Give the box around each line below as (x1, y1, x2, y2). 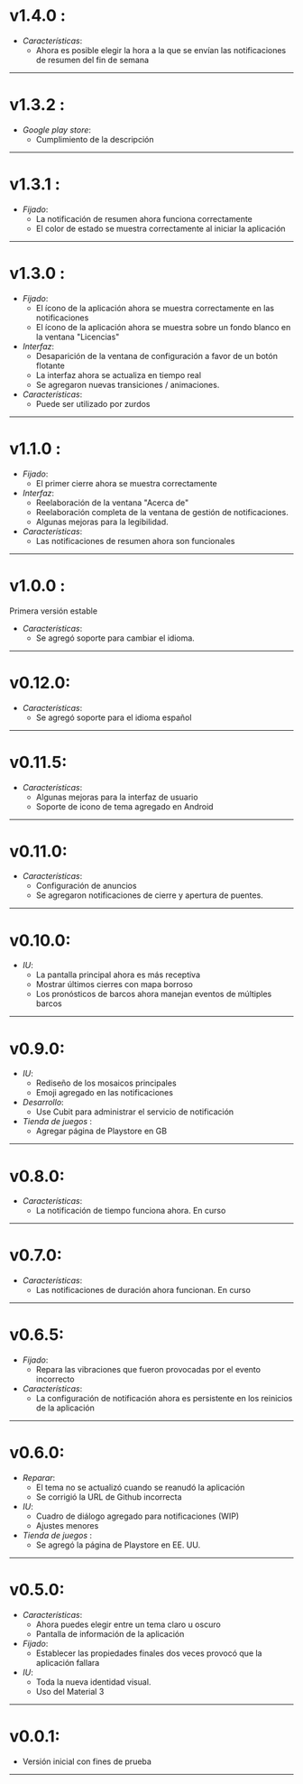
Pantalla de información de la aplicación (35, 1629, 185, 1639)
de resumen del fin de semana (35, 54, 150, 65)
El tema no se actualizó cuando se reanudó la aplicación (35, 1482, 245, 1493)
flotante (35, 360, 65, 371)
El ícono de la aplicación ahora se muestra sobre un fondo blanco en (35, 321, 291, 332)
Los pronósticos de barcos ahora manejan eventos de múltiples (35, 989, 272, 1000)
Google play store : (22, 124, 92, 135)
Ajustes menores (35, 1521, 99, 1531)
